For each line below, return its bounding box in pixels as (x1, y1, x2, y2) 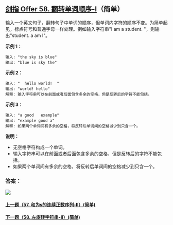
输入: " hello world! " (5, 81, 59, 86)
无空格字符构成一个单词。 (12, 144, 67, 150)
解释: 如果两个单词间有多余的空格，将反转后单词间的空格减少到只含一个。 (5, 123, 141, 128)
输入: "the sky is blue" (5, 54, 57, 60)
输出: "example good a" (5, 118, 55, 123)
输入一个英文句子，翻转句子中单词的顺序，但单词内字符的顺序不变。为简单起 (5, 20, 168, 26)
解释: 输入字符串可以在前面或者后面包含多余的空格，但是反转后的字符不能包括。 (5, 91, 152, 97)
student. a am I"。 (12, 32, 50, 39)
